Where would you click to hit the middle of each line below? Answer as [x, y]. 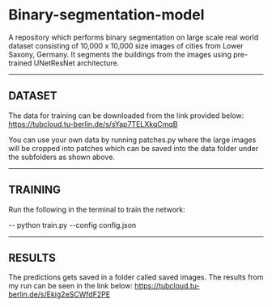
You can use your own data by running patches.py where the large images [132, 140]
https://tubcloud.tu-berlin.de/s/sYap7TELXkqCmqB [93, 124]
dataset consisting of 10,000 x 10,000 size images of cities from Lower [126, 45]
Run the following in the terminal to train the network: [97, 209]
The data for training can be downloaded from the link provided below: [126, 116]
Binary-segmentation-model [106, 15]
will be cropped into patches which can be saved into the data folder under [134, 148]
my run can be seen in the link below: [71, 286]
